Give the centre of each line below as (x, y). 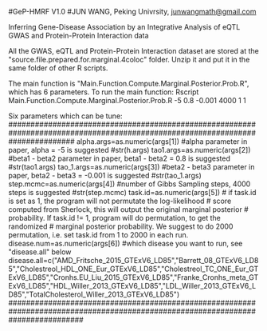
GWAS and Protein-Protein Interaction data (79, 36)
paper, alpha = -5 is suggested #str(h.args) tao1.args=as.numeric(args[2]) (130, 150)
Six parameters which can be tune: (65, 116)
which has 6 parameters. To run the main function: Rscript (104, 92)
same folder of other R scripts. (58, 68)
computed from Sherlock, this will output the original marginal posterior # (128, 209)
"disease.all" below (40, 252)
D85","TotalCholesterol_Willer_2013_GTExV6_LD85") (94, 294)
